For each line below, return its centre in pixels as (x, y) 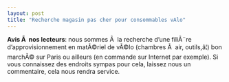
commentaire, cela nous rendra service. (64, 71)
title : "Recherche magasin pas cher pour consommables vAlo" (97, 20)
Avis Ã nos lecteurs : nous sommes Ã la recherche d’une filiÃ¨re (99, 39)
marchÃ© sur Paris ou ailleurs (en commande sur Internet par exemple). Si (113, 57)
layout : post (26, 13)
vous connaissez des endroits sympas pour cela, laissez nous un (99, 64)
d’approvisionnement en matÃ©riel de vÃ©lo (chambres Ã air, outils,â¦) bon (115, 47)
